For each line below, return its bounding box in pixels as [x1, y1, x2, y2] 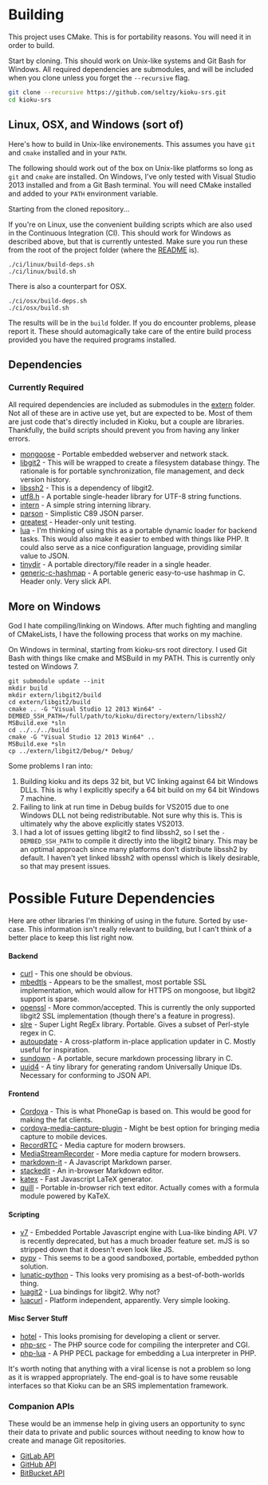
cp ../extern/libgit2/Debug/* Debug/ [8, 747, 134, 755]
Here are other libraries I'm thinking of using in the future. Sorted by [8, 916, 231, 925]
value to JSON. [19, 551, 70, 560]
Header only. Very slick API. [19, 576, 112, 586]
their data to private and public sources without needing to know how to [8, 1428, 245, 1437]
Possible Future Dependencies [8, 889, 215, 908]
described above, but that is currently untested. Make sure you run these [8, 236, 248, 246]
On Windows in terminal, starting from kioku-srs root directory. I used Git [8, 645, 247, 654]
